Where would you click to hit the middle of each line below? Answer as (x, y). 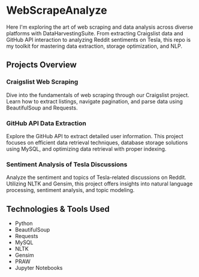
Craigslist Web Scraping (42, 82)
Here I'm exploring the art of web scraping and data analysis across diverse (100, 27)
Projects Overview (41, 65)
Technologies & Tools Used (58, 209)
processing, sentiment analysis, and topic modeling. (70, 190)
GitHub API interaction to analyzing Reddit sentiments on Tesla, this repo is (98, 39)
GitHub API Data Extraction (46, 123)
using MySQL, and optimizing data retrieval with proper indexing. (86, 149)
